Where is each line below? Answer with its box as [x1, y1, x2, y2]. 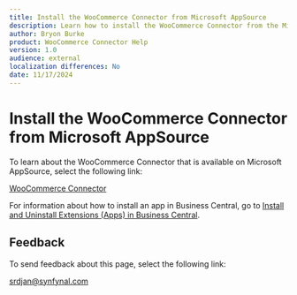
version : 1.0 [9, 46, 57, 55]
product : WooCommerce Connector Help [9, 37, 148, 47]
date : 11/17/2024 [9, 71, 73, 79]
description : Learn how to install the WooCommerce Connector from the [9, 21, 278, 30]
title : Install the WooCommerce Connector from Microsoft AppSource [9, 12, 267, 22]
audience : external [9, 54, 81, 63]
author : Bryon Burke [9, 29, 86, 38]
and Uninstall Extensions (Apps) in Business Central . [9, 209, 201, 220]
